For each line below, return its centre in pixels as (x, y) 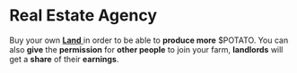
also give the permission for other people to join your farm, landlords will (146, 49)
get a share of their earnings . (64, 59)
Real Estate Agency (83, 16)
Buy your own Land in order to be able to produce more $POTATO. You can (149, 40)
